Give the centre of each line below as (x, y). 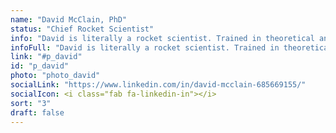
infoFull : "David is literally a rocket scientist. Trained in (145, 47)
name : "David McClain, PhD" (69, 19)
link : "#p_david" (46, 57)
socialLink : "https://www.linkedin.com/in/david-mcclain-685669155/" (158, 85)
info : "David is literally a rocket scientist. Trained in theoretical (162, 38)
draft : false (37, 112)
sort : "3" (31, 103)
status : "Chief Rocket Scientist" (82, 29)
